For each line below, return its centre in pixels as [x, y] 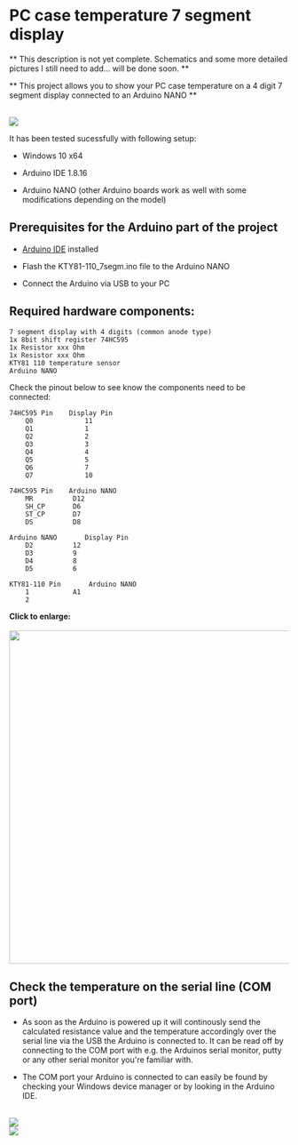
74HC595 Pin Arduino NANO [63, 491]
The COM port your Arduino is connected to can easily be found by [145, 1077]
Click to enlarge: [40, 616]
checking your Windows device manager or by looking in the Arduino [148, 1086]
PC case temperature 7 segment [130, 16]
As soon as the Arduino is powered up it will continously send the [141, 1022]
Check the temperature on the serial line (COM [141, 986]
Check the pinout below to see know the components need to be [127, 387]
